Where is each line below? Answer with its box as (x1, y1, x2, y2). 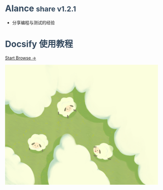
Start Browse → (5, 55, 36, 61)
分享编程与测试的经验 (12, 19, 55, 25)
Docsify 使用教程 (5, 38, 73, 50)
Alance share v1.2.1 (5, 3, 76, 14)
